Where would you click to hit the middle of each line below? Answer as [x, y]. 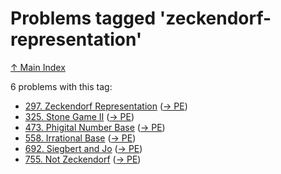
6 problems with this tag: [61, 86]
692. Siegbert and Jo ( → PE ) [83, 148]
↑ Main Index [38, 67]
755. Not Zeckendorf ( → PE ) [83, 159]
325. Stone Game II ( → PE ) [79, 116]
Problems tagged [83, 18]
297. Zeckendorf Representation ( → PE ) [106, 106]
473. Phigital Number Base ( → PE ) [95, 127]
